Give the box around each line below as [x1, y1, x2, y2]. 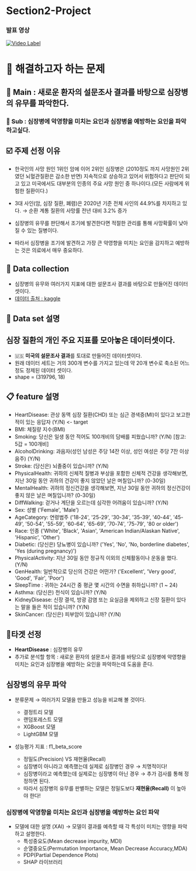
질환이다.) [25, 187, 49, 194]
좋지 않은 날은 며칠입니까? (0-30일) [14, 491, 96, 499]
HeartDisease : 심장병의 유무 [14, 646, 83, 653]
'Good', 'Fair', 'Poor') [14, 574, 64, 581]
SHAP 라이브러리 [23, 858, 63, 865]
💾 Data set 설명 [6, 314, 60, 324]
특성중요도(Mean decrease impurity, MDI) [23, 837, 122, 845]
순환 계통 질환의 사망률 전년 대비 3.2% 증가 [28, 207, 128, 214]
